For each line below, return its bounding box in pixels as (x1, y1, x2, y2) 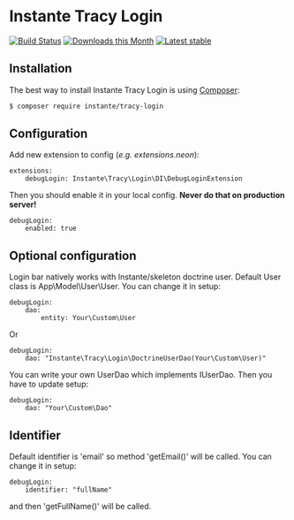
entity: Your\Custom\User (41, 314, 137, 323)
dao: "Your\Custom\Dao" (25, 404, 113, 413)
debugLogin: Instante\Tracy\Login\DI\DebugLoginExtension (25, 174, 243, 183)
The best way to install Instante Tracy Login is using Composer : (9, 84, 240, 95)
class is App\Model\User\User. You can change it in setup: (9, 281, 221, 292)
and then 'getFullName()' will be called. (9, 501, 152, 512)
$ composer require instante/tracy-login (9, 102, 164, 111)
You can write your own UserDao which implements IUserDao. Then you (9, 370, 273, 380)
